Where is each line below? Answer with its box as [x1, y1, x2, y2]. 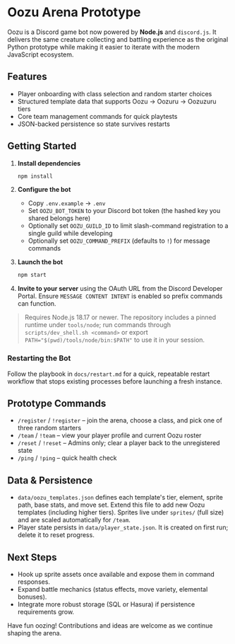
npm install [17, 173, 53, 180]
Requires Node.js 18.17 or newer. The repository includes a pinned [24, 313, 217, 322]
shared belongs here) [28, 214, 91, 223]
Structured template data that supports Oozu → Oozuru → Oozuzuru [17, 97, 217, 105]
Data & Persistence [7, 474, 93, 486]
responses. [17, 577, 51, 586]
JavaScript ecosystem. [7, 50, 74, 59]
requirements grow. [17, 608, 75, 616]
